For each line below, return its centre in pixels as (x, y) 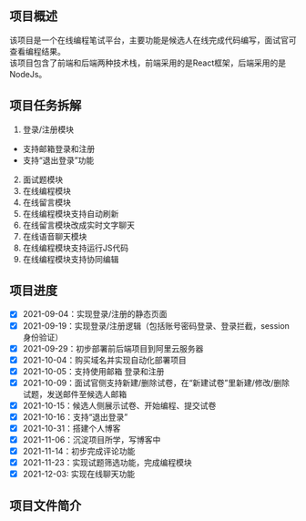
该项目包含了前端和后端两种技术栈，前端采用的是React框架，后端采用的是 (148, 63)
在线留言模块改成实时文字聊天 (78, 225)
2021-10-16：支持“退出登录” (75, 416)
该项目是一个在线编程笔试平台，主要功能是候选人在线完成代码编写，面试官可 (153, 40)
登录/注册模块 (48, 129)
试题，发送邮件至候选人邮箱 (75, 393)
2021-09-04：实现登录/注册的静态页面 (95, 314)
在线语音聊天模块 (55, 236)
